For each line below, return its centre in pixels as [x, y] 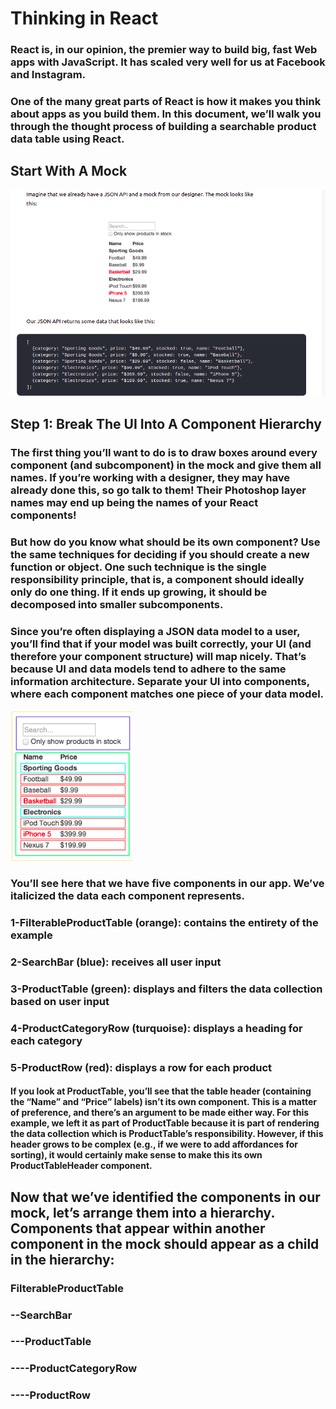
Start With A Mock [69, 171]
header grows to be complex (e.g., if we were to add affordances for [154, 1144]
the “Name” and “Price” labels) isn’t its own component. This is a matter [163, 1102]
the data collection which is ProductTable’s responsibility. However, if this [167, 1134]
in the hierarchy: [62, 1259]
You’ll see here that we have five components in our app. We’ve [167, 884]
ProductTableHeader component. [81, 1166]
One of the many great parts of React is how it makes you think [166, 102]
